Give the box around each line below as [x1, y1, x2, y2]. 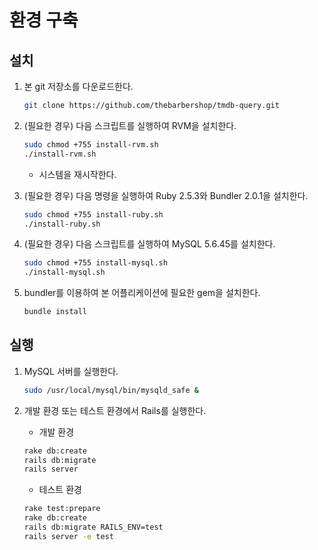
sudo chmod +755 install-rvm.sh [23, 139, 159, 150]
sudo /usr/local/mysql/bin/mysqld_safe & [23, 385, 200, 395]
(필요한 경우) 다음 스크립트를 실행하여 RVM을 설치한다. [23, 119, 237, 131]
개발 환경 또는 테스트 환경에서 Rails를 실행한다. [23, 404, 207, 416]
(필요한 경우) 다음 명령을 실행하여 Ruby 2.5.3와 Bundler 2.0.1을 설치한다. [23, 189, 309, 201]
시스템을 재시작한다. [38, 168, 117, 180]
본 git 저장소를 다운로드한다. [23, 81, 134, 92]
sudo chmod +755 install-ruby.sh [23, 209, 164, 220]
